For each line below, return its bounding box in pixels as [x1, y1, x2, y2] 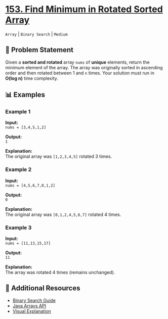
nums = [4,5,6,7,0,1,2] [5, 183, 56, 188]
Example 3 [5, 224, 32, 231]
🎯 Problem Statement [5, 45, 74, 54]
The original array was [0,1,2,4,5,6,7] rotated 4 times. [5, 211, 121, 217]
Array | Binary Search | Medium [5, 31, 68, 37]
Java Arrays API [12, 302, 47, 309]
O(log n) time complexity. [5, 75, 58, 81]
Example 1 [5, 108, 31, 115]
